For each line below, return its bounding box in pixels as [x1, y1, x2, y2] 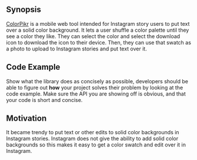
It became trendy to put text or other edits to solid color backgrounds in [6, 129, 179, 136]
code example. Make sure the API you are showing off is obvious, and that [6, 90, 186, 97]
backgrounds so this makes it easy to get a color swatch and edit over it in [6, 141, 186, 148]
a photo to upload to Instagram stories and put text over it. [6, 45, 147, 52]
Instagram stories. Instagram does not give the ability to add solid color [6, 135, 179, 142]
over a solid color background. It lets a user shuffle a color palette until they [6, 26, 189, 33]
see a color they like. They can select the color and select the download [6, 32, 181, 40]
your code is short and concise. [6, 96, 83, 103]
